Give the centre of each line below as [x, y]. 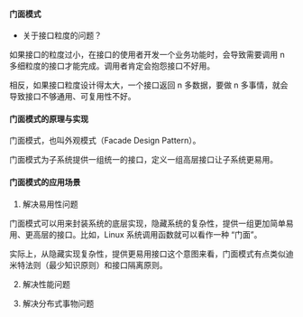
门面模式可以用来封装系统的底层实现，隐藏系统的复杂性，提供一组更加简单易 [151, 223]
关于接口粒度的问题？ [62, 35]
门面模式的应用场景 [45, 182]
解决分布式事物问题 [58, 303]
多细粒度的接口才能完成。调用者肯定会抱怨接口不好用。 [112, 66]
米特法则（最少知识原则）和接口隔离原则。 [88, 265]
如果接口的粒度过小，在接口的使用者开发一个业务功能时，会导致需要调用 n [147, 55]
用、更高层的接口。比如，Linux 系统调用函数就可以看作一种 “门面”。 [136, 234]
